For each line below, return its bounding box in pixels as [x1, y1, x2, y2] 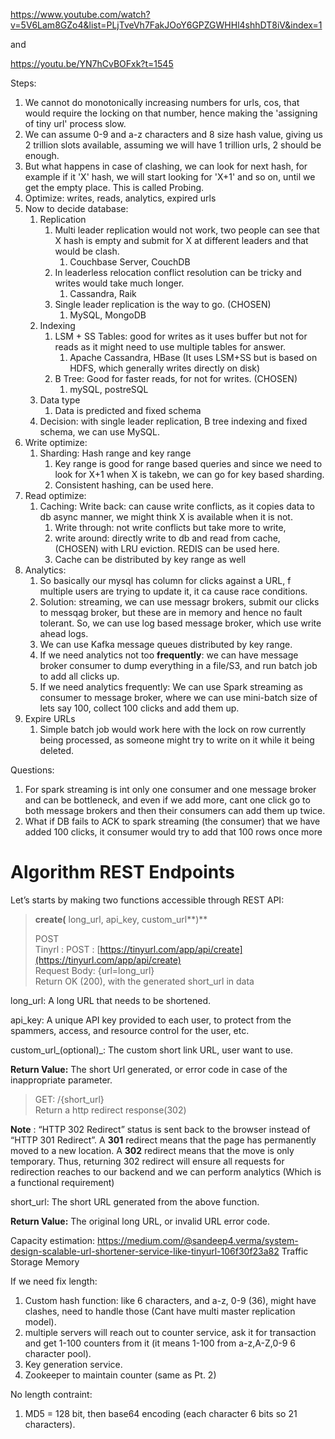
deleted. [39, 745, 75, 756]
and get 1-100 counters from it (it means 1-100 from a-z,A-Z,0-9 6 [24, 1337, 297, 1349]
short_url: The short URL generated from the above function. [10, 1195, 260, 1208]
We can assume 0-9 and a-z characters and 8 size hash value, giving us [24, 129, 323, 140]
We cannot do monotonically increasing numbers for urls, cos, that [24, 97, 300, 108]
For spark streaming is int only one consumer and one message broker [24, 784, 317, 795]
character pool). [24, 1347, 92, 1359]
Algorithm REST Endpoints [10, 861, 235, 884]
